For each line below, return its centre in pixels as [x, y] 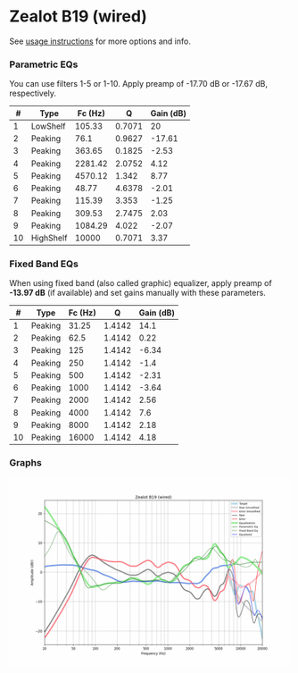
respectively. [33, 93]
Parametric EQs [44, 64]
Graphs [25, 463]
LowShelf [48, 126]
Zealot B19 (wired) [78, 17]
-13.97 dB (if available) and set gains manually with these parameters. [137, 293]
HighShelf [49, 238]
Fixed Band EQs [44, 264]
